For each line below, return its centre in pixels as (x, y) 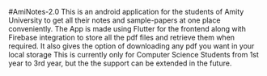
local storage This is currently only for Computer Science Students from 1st (133, 55)
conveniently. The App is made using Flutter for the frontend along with (127, 29)
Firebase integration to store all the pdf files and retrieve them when (122, 37)
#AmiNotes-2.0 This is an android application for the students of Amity (126, 12)
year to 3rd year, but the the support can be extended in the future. (120, 63)
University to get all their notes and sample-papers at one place (114, 20)
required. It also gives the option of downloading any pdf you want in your (131, 46)
